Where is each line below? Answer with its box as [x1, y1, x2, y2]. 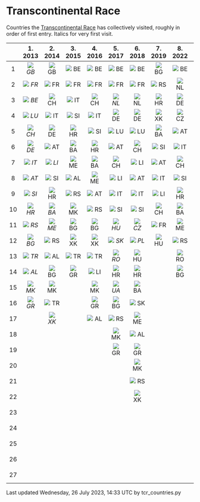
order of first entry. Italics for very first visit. [6, 30, 113, 37]
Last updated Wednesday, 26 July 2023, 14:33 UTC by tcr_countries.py [6, 489, 182, 496]
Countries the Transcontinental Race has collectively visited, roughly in [6, 24, 180, 31]
